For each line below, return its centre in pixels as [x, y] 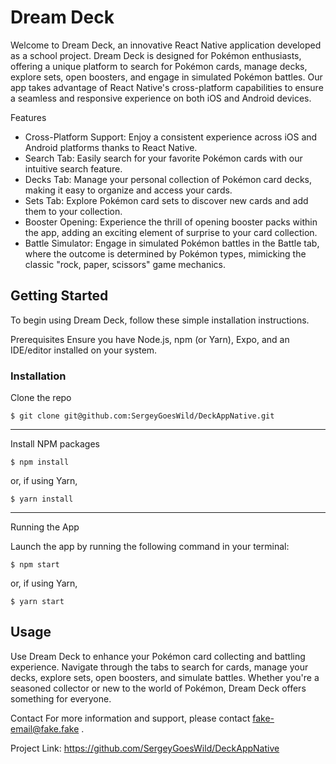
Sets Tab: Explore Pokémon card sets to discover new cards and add [166, 200]
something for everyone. [61, 698]
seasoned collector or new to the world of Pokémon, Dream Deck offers [158, 688]
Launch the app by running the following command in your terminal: [150, 547]
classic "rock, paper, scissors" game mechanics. [125, 264]
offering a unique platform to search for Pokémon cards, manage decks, [159, 66]
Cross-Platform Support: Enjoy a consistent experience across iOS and [171, 137]
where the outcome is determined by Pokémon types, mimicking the [165, 253]
